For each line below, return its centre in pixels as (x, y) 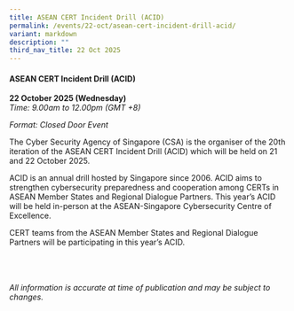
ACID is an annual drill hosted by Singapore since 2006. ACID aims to (135, 178)
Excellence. (30, 216)
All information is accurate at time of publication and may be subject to (140, 288)
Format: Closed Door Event (59, 125)
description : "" (39, 42)
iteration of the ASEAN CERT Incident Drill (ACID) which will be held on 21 (143, 152)
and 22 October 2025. (50, 161)
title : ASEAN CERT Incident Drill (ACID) (87, 17)
